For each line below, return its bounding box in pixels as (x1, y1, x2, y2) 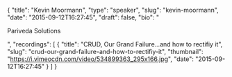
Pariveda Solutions (7, 27, 61, 35)
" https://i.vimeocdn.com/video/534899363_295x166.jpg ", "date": (7, 55, 194, 63)
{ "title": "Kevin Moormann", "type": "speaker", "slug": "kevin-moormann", (7, 6, 219, 14)
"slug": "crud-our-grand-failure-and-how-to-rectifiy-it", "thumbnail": (7, 48, 204, 55)
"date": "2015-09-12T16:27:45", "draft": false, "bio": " (7, 13, 160, 22)
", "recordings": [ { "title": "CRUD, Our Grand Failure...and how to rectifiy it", (7, 40, 223, 48)
